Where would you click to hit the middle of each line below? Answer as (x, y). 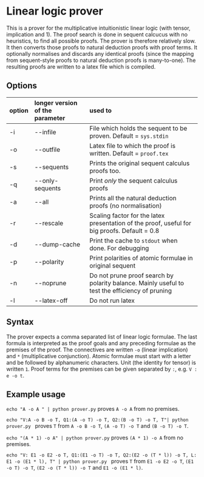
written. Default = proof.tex (129, 153)
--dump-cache (57, 244)
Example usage (36, 394)
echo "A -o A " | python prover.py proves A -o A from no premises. (93, 409)
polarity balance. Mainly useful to (137, 283)
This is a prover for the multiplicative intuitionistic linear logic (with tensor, (98, 28)
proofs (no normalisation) (126, 206)
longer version (56, 103)
